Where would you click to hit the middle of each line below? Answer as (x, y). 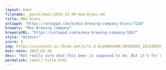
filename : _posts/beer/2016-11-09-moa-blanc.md (55, 14)
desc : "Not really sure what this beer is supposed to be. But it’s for (82, 55)
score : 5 (14, 42)
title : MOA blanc (23, 19)
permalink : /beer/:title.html (36, 60)
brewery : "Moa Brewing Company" (38, 28)
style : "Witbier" (23, 37)
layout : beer (19, 10)
